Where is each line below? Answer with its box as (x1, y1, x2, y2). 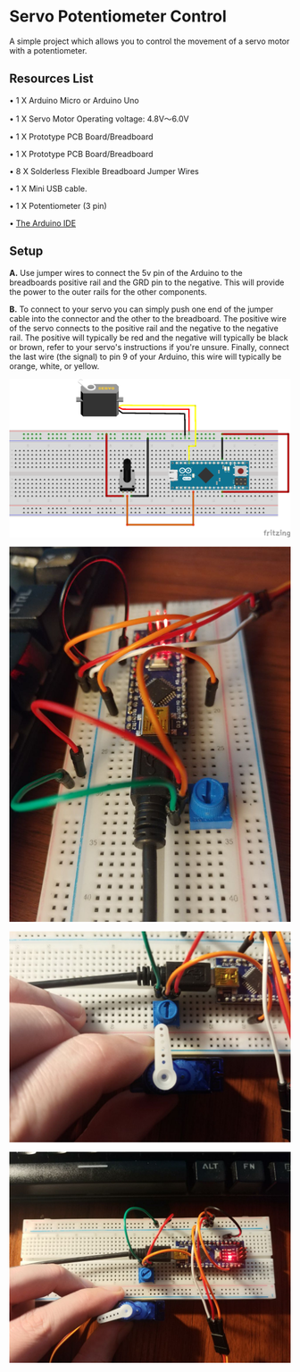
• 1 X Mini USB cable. (9, 183, 87, 194)
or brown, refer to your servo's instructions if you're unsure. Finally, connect (9, 341, 290, 352)
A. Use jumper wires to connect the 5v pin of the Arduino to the (9, 267, 243, 278)
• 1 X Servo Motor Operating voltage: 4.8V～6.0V (9, 113, 189, 124)
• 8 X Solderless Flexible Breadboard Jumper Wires (9, 165, 199, 176)
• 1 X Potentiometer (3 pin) (9, 200, 107, 211)
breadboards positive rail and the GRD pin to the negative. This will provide (9, 277, 285, 288)
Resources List (9, 71, 94, 87)
